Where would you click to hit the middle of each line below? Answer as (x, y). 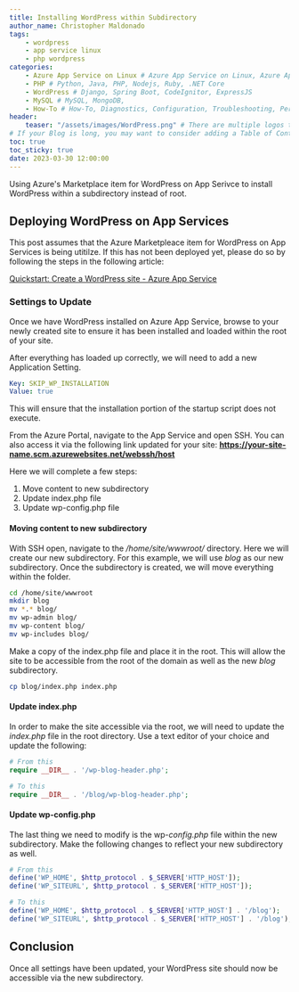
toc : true (28, 142)
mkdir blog (29, 601)
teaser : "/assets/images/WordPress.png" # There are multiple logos (155, 126)
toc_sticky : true (41, 150)
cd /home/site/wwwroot (51, 593)
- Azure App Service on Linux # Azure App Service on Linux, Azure (153, 76)
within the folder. (40, 577)
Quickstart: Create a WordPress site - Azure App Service (113, 279)
